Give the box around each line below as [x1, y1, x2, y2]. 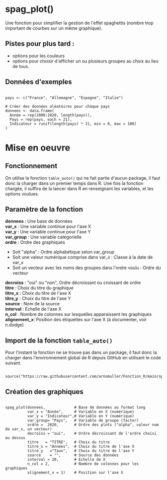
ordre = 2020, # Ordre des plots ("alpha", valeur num [27, 422, 159, 427]
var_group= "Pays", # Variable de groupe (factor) [27, 418, 139, 423]
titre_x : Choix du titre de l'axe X [5, 290, 71, 296]
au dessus [5, 435, 26, 440]
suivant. [5, 360, 21, 366]
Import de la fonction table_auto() [5, 336, 113, 344]
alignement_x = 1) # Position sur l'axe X [27, 470, 123, 475]
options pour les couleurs [12, 53, 65, 59]
